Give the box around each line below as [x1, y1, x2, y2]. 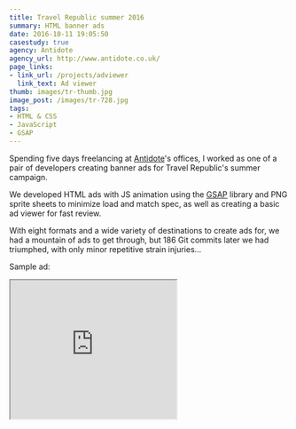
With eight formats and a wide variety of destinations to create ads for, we [9, 225, 280, 235]
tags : [9, 104, 29, 113]
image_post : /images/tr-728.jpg [9, 95, 129, 105]
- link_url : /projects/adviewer [9, 71, 129, 80]
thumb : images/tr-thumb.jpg [9, 87, 113, 96]
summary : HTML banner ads [9, 21, 105, 30]
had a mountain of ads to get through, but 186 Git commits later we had [9, 234, 269, 245]
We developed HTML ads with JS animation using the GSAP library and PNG [9, 188, 288, 200]
